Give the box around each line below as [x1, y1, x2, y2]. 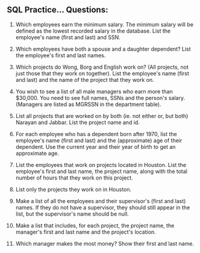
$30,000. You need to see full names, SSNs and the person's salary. [15, 94, 186, 101]
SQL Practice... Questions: [7, 5, 108, 15]
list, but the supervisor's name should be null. [15, 210, 129, 217]
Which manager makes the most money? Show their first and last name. [15, 240, 195, 247]
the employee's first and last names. [15, 51, 106, 59]
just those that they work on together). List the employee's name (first [15, 69, 189, 77]
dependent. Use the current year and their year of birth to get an [15, 143, 176, 150]
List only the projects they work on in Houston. [15, 186, 132, 193]
